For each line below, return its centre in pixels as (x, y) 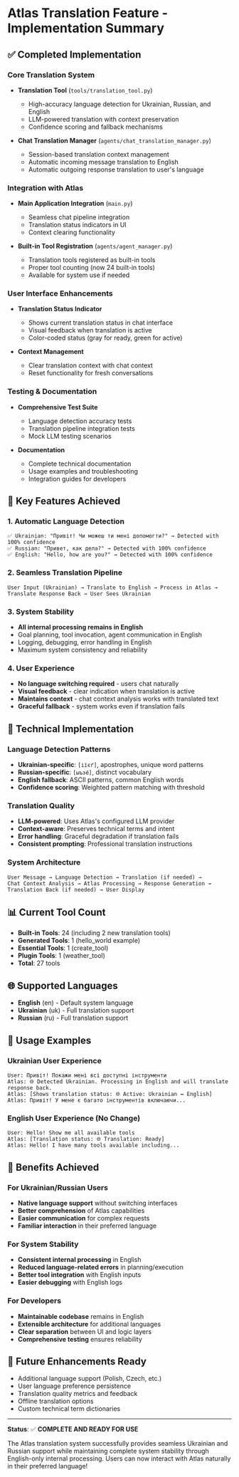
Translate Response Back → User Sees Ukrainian (79, 594)
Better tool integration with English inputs (79, 1275)
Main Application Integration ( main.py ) (75, 204)
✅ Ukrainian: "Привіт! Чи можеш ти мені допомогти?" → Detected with (113, 536)
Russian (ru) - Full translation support (73, 1018)
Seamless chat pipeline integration (79, 217)
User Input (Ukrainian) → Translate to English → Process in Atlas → (113, 588)
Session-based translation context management (99, 154)
